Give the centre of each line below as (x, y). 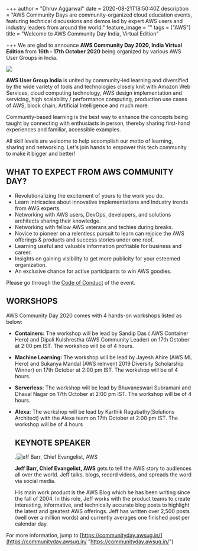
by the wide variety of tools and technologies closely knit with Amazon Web (98, 86)
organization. (31, 265)
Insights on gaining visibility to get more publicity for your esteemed (97, 258)
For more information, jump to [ (44, 536)
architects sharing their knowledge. (58, 221)
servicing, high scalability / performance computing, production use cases (97, 99)
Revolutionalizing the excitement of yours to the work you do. (89, 195)
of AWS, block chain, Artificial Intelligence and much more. (78, 105)
